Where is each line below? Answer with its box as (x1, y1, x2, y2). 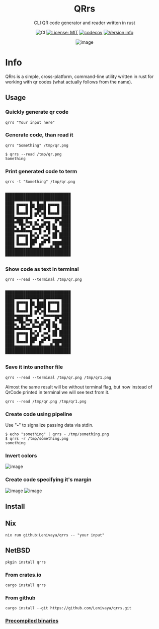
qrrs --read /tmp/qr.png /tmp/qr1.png (5, 399, 87, 404)
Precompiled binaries (5, 617, 59, 624)
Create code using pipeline (5, 411, 72, 418)
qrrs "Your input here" (5, 120, 55, 125)
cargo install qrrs (5, 582, 46, 588)
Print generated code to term (5, 168, 77, 175)
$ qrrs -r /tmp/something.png (5, 436, 69, 441)
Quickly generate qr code (5, 109, 69, 116)
